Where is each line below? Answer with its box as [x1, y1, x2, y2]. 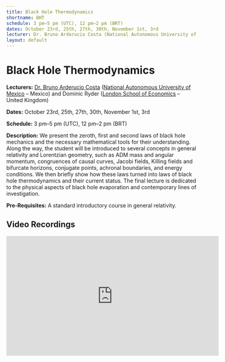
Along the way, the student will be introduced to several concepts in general [6, 144, 196, 152]
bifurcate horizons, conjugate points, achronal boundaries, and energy [6, 164, 183, 171]
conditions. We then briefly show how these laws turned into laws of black [6, 170, 192, 178]
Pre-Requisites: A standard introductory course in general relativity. [6, 201, 177, 209]
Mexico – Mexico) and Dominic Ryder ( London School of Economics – [6, 89, 180, 97]
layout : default [6, 37, 47, 43]
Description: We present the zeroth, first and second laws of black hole [6, 131, 186, 139]
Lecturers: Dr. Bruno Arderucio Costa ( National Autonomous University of [6, 83, 191, 91]
